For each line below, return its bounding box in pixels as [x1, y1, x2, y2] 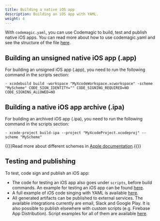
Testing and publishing [5, 157, 76, 166]
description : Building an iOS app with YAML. [5, 12, 98, 17]
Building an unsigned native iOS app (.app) [5, 54, 137, 62]
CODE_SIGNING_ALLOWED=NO [5, 90, 55, 95]
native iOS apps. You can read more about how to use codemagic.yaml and [5, 34, 156, 40]
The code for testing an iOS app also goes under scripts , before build [12, 179, 152, 185]
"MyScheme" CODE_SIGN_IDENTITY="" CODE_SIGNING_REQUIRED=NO [5, 85, 129, 90]
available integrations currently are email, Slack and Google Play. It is [12, 200, 150, 206]
